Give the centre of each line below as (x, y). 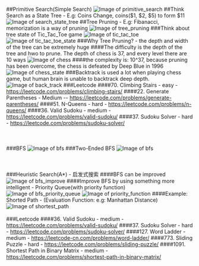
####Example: (170, 194)
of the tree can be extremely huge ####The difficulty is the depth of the (94, 47)
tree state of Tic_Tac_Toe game (44, 35)
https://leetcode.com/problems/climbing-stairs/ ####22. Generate (88, 91)
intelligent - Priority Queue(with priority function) (66, 187)
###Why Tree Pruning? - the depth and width (132, 41)
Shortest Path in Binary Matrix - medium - (57, 251)
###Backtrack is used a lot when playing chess (123, 72)
